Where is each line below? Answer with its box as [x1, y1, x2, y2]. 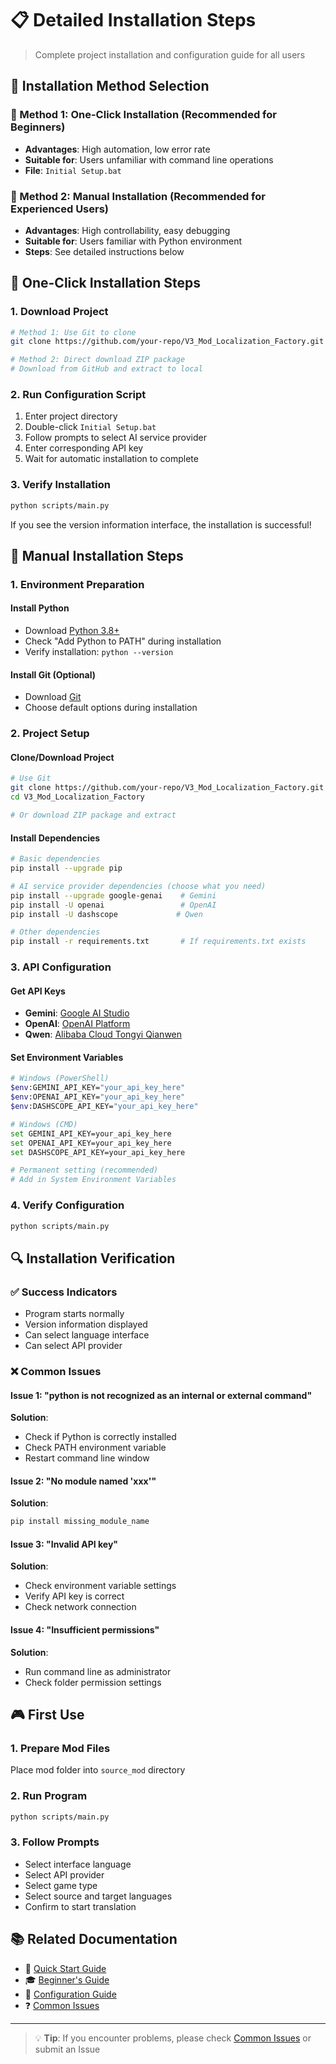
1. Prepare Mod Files [10, 1741, 111, 1755]
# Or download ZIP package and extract [10, 810, 177, 821]
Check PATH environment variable [24, 1442, 167, 1454]
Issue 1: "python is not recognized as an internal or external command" [10, 1389, 313, 1401]
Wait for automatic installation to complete [24, 453, 199, 465]
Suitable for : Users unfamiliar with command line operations [24, 153, 274, 166]
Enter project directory [24, 410, 118, 422]
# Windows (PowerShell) [10, 1073, 110, 1084]
